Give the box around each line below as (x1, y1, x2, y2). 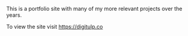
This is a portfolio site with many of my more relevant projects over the (6, 5, 183, 12)
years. (6, 11, 22, 19)
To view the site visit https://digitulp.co (6, 23, 103, 30)
